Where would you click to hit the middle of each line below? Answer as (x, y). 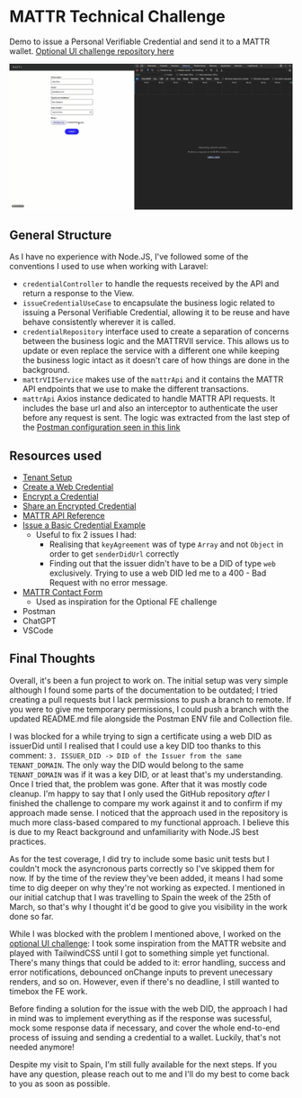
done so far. (31, 916)
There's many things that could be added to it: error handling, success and (147, 962)
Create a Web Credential (68, 486)
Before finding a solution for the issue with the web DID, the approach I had (148, 1008)
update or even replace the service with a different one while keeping (151, 351)
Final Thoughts (53, 659)
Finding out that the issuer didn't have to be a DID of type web (162, 563)
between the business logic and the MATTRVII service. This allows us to (155, 341)
